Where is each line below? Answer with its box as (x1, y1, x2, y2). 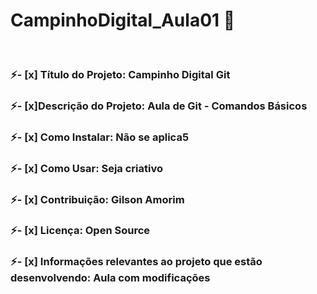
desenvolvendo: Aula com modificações (10, 271, 211, 285)
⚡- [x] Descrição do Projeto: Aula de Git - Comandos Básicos (10, 99, 308, 113)
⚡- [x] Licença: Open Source (10, 224, 151, 238)
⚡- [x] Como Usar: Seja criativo (10, 161, 163, 175)
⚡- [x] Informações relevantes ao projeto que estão (10, 255, 263, 269)
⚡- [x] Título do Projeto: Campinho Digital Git (10, 67, 231, 81)
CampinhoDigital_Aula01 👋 (10, 9, 236, 32)
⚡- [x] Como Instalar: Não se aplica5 (10, 130, 190, 144)
